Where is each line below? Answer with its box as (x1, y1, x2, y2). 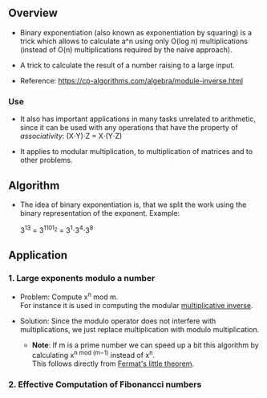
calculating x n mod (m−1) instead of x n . (31, 348, 156, 359)
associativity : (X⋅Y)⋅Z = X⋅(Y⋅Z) (19, 132, 123, 141)
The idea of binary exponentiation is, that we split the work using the (19, 200, 247, 209)
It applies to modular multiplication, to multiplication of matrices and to (19, 147, 253, 156)
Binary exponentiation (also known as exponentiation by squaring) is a (19, 27, 253, 37)
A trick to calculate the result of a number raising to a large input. (19, 60, 235, 70)
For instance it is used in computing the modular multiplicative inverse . (19, 300, 254, 310)
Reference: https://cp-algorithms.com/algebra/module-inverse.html (19, 75, 243, 85)
